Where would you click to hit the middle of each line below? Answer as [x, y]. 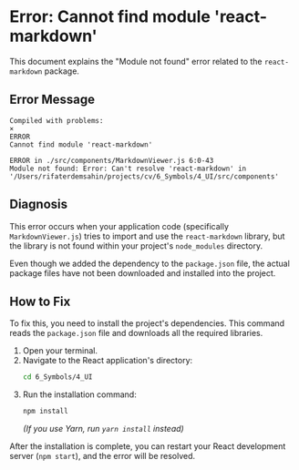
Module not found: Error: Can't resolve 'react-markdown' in [128, 169]
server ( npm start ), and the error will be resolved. [103, 456]
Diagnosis [39, 204]
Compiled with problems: [57, 120]
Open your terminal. [60, 351]
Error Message [52, 100]
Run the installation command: [79, 394]
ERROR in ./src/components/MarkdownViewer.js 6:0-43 [112, 160]
